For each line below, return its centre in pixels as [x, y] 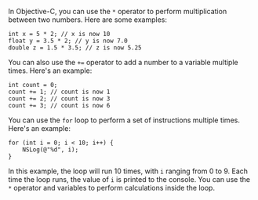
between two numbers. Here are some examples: [87, 20]
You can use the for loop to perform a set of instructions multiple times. [124, 120]
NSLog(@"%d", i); [51, 150]
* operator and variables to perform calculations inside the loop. [112, 188]
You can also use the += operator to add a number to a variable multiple [123, 62]
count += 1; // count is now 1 [59, 92]
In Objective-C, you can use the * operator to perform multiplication [118, 11]
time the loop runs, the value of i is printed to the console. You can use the [129, 179]
